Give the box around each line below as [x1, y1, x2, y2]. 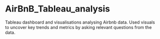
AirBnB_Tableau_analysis [5, 3, 110, 14]
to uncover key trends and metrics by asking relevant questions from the [5, 24, 152, 30]
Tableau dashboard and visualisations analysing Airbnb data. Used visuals [5, 19, 156, 25]
